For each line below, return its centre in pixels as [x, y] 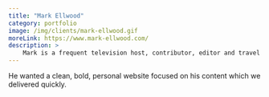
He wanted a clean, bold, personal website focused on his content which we [134, 76]
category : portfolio [43, 23]
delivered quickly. [37, 84]
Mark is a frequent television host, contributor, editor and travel [142, 53]
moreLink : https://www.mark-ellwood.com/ [79, 38]
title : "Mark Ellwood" [46, 16]
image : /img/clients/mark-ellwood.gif [73, 30]
